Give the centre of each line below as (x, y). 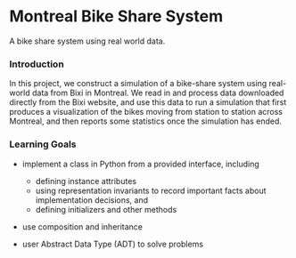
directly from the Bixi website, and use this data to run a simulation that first (148, 102)
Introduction (37, 64)
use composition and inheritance (82, 226)
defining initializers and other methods (106, 209)
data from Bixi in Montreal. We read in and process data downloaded (158, 93)
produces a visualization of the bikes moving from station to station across (146, 112)
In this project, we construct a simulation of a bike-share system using (138, 84)
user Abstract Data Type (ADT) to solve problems (112, 244)
